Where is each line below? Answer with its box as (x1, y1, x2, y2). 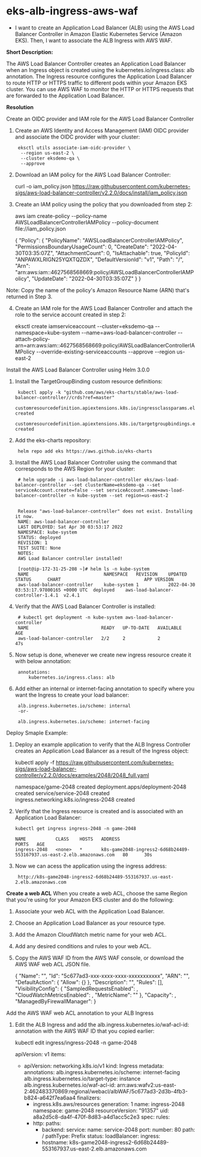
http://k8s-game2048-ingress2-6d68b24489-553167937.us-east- (17, 874, 174, 880)
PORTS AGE (14, 841, 45, 847)
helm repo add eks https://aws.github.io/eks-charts (17, 448, 152, 454)
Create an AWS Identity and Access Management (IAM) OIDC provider (14, 127, 189, 134)
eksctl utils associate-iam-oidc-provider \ (17, 145, 131, 151)
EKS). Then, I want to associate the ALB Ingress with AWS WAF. (14, 37, 173, 44)
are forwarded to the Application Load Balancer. (6, 92, 125, 99)
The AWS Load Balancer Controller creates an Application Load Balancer (6, 60, 186, 67)
